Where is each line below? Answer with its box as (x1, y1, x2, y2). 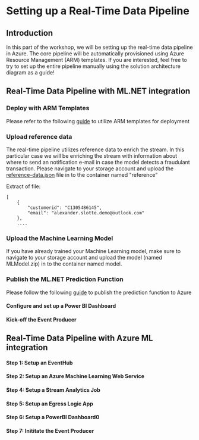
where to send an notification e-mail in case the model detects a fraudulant (6, 158, 190, 166)
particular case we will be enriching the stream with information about (6, 152, 178, 159)
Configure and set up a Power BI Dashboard (6, 302, 116, 310)
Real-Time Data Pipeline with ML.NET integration (6, 86, 191, 96)
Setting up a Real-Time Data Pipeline (6, 4, 190, 18)
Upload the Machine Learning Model (6, 234, 113, 242)
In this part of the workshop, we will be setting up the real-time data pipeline (6, 43, 193, 51)
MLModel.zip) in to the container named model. (6, 260, 122, 267)
